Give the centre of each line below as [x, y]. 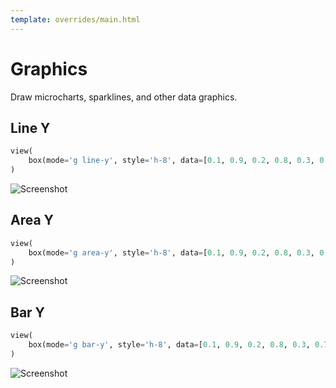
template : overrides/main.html [75, 19]
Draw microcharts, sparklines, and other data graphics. [124, 97]
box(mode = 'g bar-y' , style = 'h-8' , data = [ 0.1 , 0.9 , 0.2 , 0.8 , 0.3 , [169, 345]
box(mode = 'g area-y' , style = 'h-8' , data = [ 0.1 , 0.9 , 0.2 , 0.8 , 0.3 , [171, 252]
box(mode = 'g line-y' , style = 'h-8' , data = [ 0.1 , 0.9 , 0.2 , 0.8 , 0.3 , [171, 161]
